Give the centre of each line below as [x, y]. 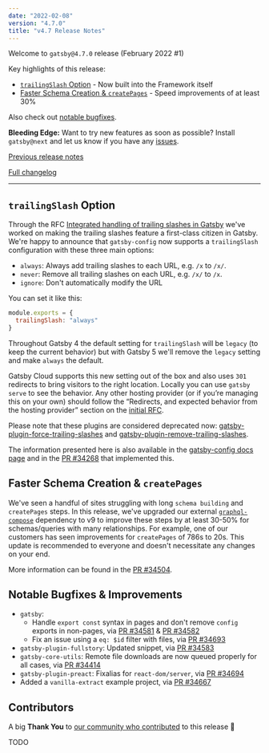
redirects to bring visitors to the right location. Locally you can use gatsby [129, 384]
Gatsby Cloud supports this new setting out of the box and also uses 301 [127, 376]
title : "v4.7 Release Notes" [57, 31]
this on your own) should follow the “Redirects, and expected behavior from [133, 401]
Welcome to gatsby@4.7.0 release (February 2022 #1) [96, 54]
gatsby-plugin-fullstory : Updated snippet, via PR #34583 [117, 648]
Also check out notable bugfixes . [63, 117]
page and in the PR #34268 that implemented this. [91, 458]
